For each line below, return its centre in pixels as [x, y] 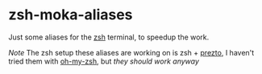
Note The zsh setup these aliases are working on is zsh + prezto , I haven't [131, 52]
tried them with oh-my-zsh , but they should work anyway [104, 61]
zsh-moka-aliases [71, 15]
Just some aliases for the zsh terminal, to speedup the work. [109, 37]
